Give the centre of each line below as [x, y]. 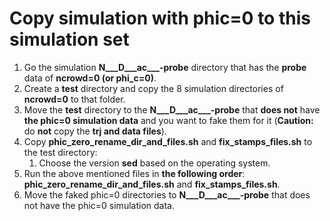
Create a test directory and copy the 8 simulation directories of [153, 88]
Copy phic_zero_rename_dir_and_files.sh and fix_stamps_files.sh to [168, 141]
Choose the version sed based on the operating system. [154, 163]
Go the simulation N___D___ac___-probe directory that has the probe [165, 67]
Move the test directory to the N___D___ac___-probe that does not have [172, 109]
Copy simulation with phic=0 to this [160, 18]
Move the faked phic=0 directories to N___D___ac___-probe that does [167, 194]
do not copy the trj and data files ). [95, 131]
